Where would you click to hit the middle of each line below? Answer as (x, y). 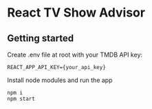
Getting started (41, 38)
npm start (21, 99)
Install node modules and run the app (60, 80)
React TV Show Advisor (76, 13)
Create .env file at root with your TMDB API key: (75, 54)
